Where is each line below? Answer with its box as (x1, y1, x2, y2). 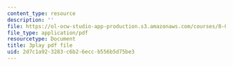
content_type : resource (7, 10, 76, 17)
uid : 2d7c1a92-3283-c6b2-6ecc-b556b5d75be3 (7, 49, 135, 56)
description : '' (7, 16, 54, 23)
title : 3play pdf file (7, 42, 73, 49)
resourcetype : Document (7, 36, 76, 43)
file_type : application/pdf (7, 29, 89, 36)
